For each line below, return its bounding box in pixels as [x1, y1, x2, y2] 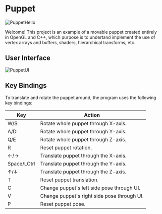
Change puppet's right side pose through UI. [40, 192, 144, 199]
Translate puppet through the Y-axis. [40, 160, 127, 167]
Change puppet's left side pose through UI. [40, 184, 140, 191]
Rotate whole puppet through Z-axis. [40, 136, 126, 143]
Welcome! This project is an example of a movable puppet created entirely [5, 29, 157, 35]
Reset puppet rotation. [40, 144, 92, 151]
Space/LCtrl [7, 160, 36, 167]
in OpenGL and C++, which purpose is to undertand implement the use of [5, 34, 155, 40]
